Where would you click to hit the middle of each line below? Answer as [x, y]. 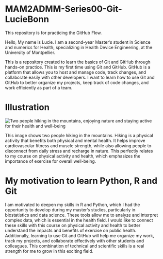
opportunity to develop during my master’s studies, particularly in [70, 209]
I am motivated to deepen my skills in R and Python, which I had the [73, 205]
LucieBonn [27, 19]
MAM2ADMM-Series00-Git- [64, 9]
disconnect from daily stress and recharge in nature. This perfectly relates [79, 151]
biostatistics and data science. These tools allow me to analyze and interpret [81, 215]
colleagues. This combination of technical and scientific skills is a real [75, 246]
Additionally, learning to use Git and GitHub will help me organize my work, [80, 235]
